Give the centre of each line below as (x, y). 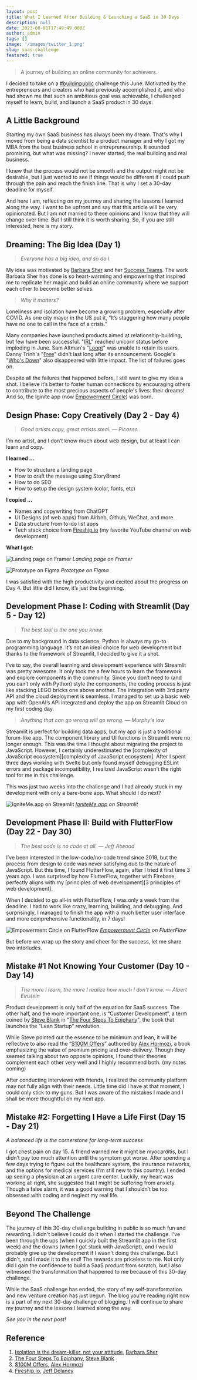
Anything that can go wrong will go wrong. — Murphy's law (93, 720)
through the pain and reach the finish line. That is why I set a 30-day (89, 183)
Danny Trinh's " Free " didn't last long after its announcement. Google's (91, 354)
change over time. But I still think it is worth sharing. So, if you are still (90, 220)
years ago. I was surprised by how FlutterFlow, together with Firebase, (91, 876)
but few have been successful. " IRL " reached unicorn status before (87, 342)
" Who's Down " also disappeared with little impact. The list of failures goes (96, 360)
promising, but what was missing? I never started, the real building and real (97, 153)
